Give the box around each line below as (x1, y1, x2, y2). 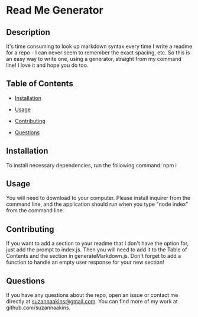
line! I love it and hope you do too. (6, 62, 89, 69)
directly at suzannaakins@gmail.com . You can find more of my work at (6, 298, 178, 305)
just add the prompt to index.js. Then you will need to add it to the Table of (6, 246, 187, 253)
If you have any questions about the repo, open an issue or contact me (6, 292, 178, 299)
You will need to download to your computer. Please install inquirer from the (6, 195, 191, 202)
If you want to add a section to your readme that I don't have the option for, (6, 240, 189, 247)
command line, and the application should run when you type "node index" (6, 200, 189, 208)
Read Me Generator (6, 4, 103, 17)
